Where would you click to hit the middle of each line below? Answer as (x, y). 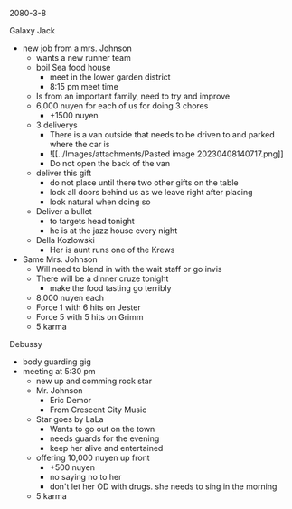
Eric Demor (71, 400)
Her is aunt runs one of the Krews (112, 250)
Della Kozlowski (65, 240)
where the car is (80, 144)
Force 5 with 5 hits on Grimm (89, 317)
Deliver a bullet (64, 211)
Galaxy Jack (33, 30)
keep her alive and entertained (106, 448)
